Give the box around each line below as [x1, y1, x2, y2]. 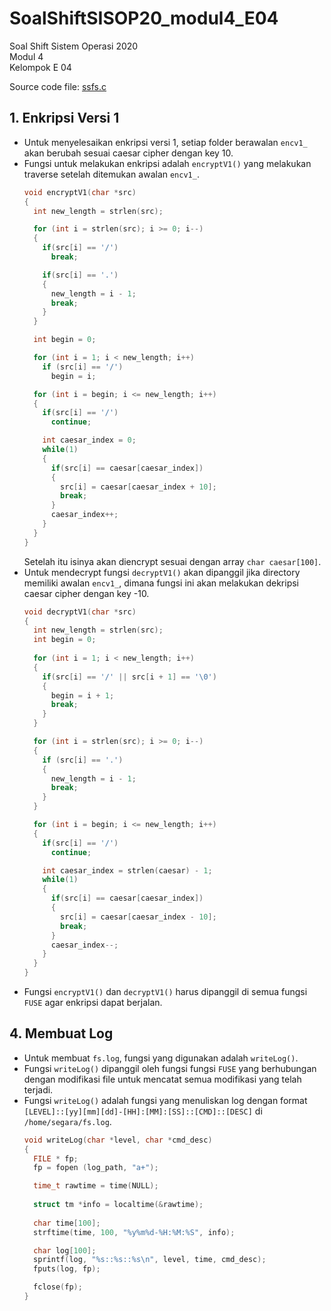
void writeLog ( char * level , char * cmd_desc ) [23, 1135, 213, 1145]
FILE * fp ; [33, 1153, 79, 1164]
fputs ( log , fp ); [33, 1264, 101, 1274]
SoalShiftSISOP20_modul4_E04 [9, 7, 279, 30]
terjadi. [23, 1083, 54, 1096]
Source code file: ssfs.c [9, 80, 107, 92]
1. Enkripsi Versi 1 [9, 110, 120, 127]
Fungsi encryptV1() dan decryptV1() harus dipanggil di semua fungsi [23, 986, 308, 997]
